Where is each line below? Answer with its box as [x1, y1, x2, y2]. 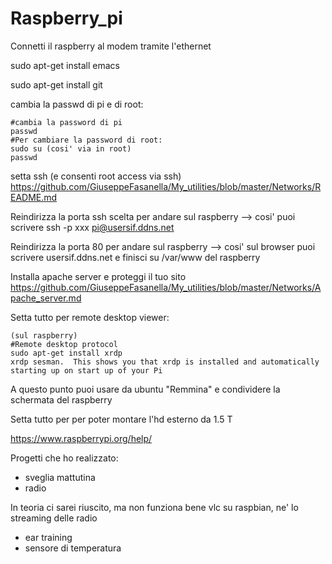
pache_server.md [10, 292, 82, 304]
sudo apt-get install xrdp [10, 348, 123, 358]
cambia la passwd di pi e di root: [10, 98, 144, 110]
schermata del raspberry [10, 393, 113, 406]
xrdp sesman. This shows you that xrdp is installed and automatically [10, 357, 320, 367]
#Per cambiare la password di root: [10, 135, 163, 145]
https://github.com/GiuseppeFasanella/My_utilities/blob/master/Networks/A [10, 281, 322, 293]
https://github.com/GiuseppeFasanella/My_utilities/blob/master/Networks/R [10, 180, 322, 192]
